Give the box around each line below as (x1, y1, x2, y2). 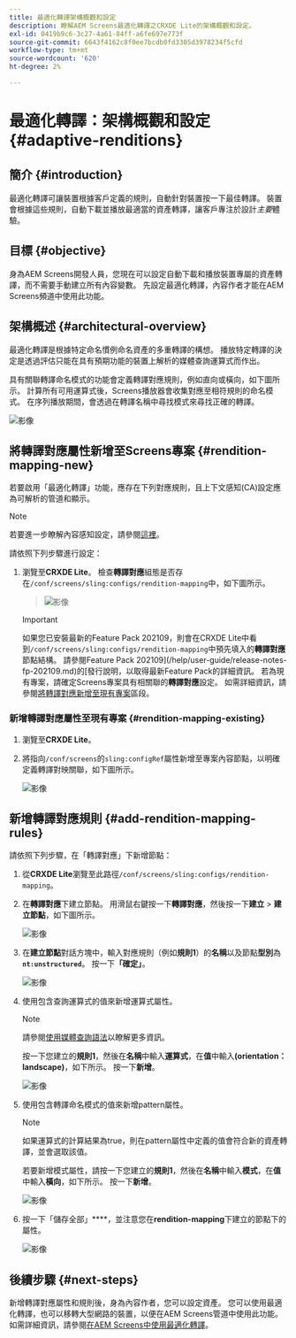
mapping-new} (9, 458, 95, 473)
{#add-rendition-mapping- (104, 811, 256, 826)
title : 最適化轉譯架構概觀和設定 (9, 12, 117, 22)
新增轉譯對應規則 (9, 811, 102, 826)
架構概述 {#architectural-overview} (9, 319, 208, 334)
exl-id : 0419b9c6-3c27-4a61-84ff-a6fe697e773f (9, 29, 184, 38)
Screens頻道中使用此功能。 (9, 290, 110, 301)
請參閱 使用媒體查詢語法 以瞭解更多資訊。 (21, 1032, 170, 1042)
